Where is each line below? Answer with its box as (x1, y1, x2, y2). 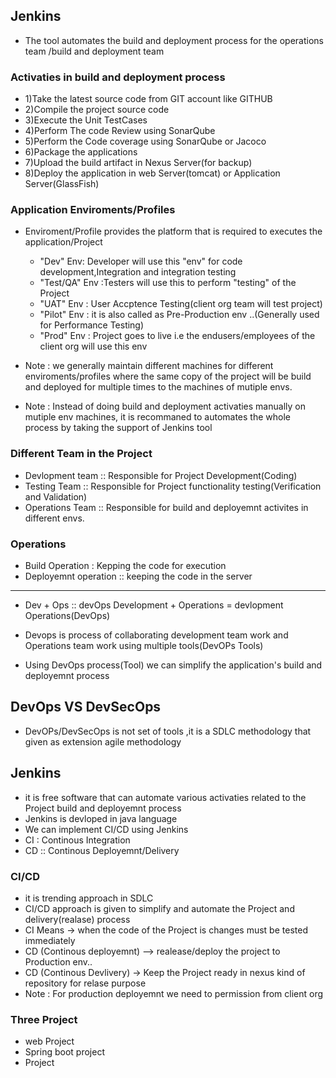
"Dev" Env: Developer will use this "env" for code (39, 255, 243, 268)
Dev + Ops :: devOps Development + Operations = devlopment (24, 599, 284, 611)
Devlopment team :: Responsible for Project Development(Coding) (24, 469, 298, 481)
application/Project (24, 236, 103, 248)
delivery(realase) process (24, 913, 131, 925)
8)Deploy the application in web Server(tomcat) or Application (24, 167, 281, 179)
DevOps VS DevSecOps (10, 699, 162, 716)
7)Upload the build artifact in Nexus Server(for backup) (24, 157, 253, 169)
